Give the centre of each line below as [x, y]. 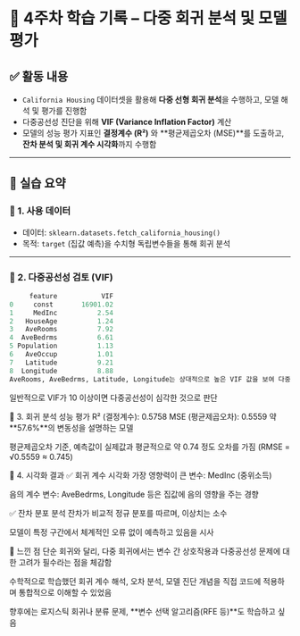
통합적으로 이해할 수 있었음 [65, 592]
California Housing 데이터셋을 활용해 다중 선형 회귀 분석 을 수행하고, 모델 [150, 100]
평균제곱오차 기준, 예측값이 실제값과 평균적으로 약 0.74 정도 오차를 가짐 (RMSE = [150, 447]
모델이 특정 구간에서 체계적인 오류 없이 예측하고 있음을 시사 [112, 531]
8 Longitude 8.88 [62, 371]
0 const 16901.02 [62, 305]
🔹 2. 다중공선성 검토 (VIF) [61, 277]
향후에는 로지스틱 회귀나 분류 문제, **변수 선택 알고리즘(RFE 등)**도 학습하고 [142, 611]
